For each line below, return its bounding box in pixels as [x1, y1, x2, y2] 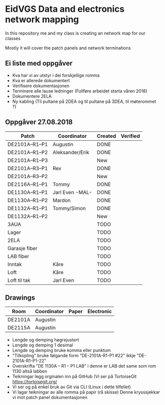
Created [96, 132, 116, 139]
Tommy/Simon [52, 205, 86, 212]
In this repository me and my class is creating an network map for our [5, 30, 146, 36]
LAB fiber [7, 252, 29, 259]
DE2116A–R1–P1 [7, 181, 48, 187]
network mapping [5, 14, 80, 25]
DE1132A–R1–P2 [7, 213, 48, 219]
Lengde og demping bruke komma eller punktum [12, 347, 111, 353]
